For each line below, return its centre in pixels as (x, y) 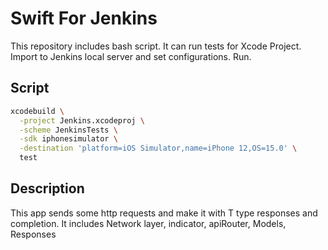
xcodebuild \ (37, 111)
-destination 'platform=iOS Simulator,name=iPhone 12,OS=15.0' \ (158, 148)
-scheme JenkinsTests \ (68, 130)
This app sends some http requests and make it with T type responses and (164, 213)
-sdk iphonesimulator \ (68, 139)
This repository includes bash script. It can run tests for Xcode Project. (156, 46)
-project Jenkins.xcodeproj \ (82, 120)
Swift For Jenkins (84, 18)
